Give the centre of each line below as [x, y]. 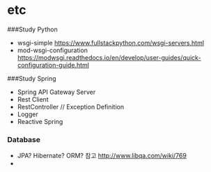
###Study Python [32, 29]
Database [24, 139]
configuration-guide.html [53, 65]
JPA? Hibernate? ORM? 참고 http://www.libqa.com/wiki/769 [102, 156]
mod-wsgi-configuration [53, 50]
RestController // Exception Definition [71, 107]
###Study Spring [32, 78]
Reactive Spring [40, 121]
